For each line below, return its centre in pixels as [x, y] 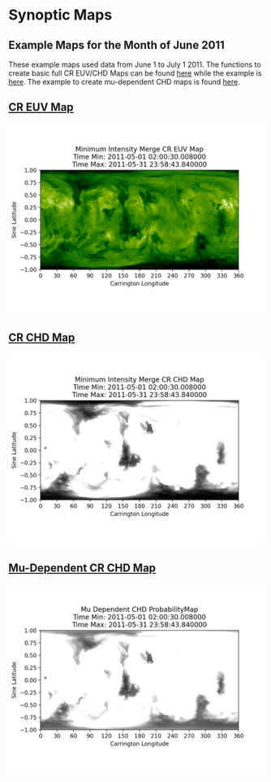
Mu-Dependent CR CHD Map [82, 568]
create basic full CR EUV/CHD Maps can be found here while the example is [135, 73]
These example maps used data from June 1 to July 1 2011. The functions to [135, 64]
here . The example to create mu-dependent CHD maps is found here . [125, 82]
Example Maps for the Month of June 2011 [116, 45]
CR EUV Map [41, 107]
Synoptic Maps [60, 15]
